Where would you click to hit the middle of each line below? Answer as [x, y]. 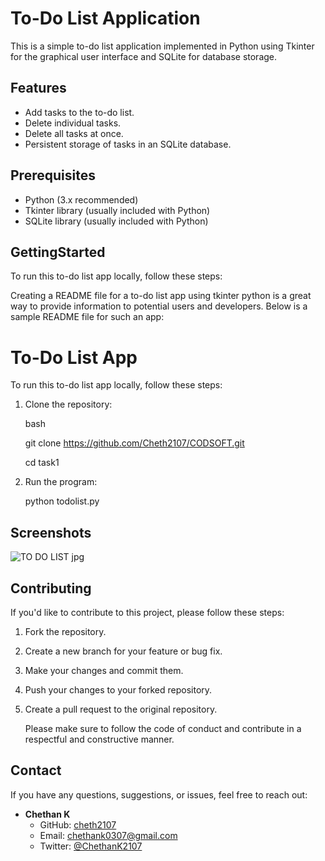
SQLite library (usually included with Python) [116, 221]
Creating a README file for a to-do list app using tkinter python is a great [161, 296]
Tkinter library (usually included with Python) [117, 210]
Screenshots [51, 532]
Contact [36, 770]
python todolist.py [62, 501]
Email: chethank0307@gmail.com [108, 835]
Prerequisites [53, 175]
